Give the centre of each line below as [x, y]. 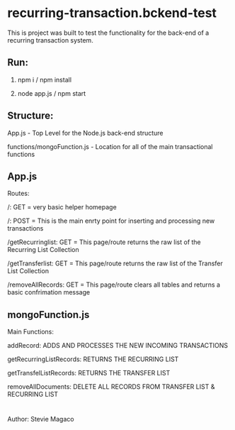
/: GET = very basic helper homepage [62, 207]
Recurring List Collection [43, 250]
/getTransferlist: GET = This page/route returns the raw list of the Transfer [115, 263]
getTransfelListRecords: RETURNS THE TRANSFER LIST [89, 373]
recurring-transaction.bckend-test [112, 13]
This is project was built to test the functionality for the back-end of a [108, 33]
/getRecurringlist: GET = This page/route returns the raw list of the [104, 242]
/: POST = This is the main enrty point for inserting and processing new [111, 221]
